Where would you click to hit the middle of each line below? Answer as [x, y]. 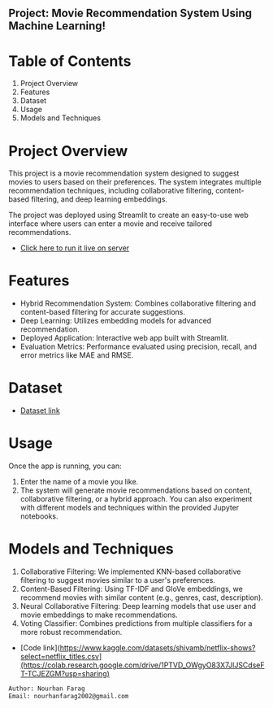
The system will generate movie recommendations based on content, [136, 490]
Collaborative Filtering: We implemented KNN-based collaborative [130, 571]
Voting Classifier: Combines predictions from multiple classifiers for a [136, 623]
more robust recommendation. [71, 632]
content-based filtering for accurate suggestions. [102, 312]
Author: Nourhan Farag [47, 689]
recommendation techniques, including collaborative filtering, [111, 191]
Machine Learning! [57, 26]
